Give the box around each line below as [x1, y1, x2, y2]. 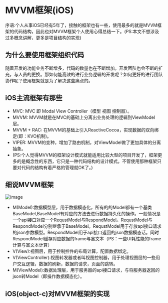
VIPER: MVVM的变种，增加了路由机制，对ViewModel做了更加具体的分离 [12, 139, 161, 145]
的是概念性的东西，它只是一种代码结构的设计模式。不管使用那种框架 [16, 158, 157, 164]
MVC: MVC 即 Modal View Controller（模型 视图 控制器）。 [12, 108, 132, 114]
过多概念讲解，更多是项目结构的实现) [5, 35, 81, 41]
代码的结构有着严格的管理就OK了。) [21, 164, 93, 171]
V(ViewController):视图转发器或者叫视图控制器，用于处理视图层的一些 [12, 254, 156, 261]
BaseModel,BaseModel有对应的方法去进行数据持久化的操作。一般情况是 [12, 211, 161, 217]
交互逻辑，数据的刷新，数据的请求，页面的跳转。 [16, 261, 118, 267]
